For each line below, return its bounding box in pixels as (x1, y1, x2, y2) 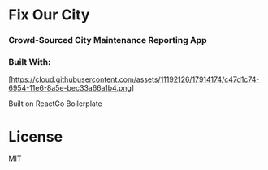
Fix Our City (8, 6, 90, 24)
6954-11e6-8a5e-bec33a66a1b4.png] (8, 83, 135, 93)
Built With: (8, 57, 51, 68)
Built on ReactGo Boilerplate (8, 99, 103, 108)
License (8, 127, 63, 146)
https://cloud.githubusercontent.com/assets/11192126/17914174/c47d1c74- (11, 74, 260, 84)
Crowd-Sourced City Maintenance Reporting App (8, 35, 207, 46)
